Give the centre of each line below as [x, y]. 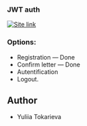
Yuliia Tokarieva [39, 117]
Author [22, 100]
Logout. [28, 79]
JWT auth [24, 10]
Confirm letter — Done [48, 64]
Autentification [37, 72]
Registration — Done [46, 57]
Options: [22, 42]
